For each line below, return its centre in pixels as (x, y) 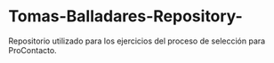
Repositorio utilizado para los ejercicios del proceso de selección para (137, 41)
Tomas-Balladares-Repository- (126, 16)
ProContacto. (32, 50)
